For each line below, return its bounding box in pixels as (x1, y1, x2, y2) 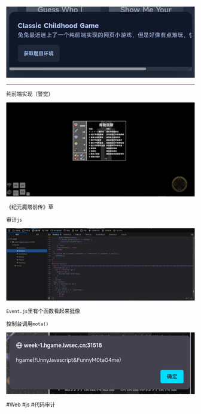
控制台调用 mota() (6, 320, 49, 327)
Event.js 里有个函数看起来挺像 (6, 307, 81, 315)
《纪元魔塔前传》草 (6, 203, 54, 210)
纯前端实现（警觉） (6, 90, 54, 97)
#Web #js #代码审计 (6, 401, 56, 408)
